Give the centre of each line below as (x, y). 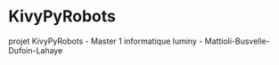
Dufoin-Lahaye (36, 50)
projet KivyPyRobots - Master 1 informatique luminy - (106, 41)
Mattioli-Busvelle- (238, 41)
